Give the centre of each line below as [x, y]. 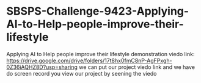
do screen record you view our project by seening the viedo [82, 73]
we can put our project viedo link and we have [137, 67]
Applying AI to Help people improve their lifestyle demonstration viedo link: [100, 54]
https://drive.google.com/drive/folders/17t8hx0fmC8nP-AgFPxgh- [89, 60]
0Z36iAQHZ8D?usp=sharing [42, 67]
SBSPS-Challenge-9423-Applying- [98, 11]
